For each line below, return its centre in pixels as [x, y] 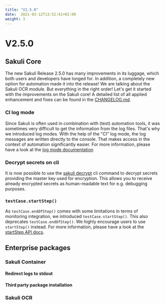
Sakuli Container [25, 261]
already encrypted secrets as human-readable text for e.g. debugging [76, 183]
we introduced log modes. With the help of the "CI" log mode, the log [76, 133]
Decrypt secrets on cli [32, 162]
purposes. [16, 189]
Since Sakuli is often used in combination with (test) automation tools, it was [82, 123]
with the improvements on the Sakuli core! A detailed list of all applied [76, 94]
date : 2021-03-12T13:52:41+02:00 [41, 14]
